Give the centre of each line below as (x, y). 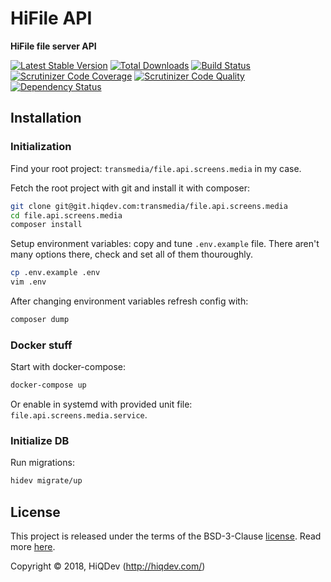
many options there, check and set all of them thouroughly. (132, 254)
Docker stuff (41, 345)
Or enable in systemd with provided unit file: (101, 404)
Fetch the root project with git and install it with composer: (130, 188)
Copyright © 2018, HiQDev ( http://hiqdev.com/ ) (108, 566)
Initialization (41, 147)
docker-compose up (48, 385)
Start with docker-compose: (68, 367)
